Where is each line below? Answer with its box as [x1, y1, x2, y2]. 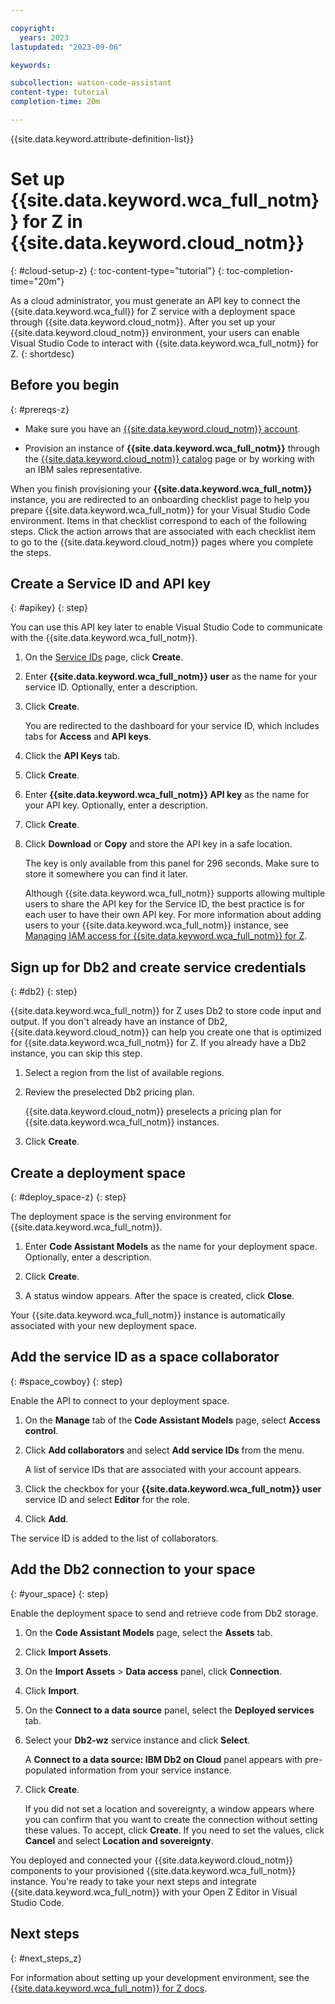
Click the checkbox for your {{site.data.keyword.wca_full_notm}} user [24, 1482, 322, 1495]
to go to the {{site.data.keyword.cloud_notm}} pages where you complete [10, 536, 314, 548]
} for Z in [10, 211, 83, 233]
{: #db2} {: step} [10, 986, 78, 998]
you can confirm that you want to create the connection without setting [24, 1813, 318, 1825]
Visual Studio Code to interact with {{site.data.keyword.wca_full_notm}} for [10, 337, 319, 349]
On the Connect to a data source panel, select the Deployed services [24, 1704, 315, 1716]
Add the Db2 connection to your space [10, 1561, 256, 1578]
